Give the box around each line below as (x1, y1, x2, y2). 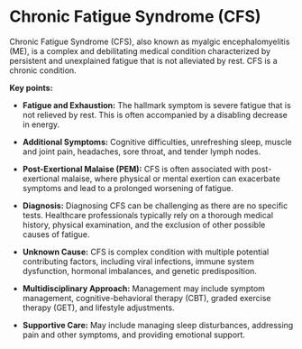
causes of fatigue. (22, 228, 90, 240)
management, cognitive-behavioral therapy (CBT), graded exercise (22, 292, 271, 303)
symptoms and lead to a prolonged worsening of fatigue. (22, 182, 234, 193)
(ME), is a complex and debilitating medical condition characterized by (9, 45, 271, 56)
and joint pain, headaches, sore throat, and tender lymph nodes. (22, 146, 261, 157)
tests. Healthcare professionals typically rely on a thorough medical (22, 209, 273, 220)
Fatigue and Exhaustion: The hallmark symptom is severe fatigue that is (22, 99, 291, 110)
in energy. (22, 119, 60, 130)
